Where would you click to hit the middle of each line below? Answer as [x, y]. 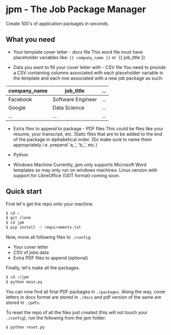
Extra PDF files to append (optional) [51, 258]
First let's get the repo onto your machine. [50, 204]
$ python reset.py [25, 327]
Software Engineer [75, 99]
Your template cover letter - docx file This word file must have [78, 52]
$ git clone [18, 218]
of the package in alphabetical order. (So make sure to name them [82, 139]
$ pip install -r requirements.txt [44, 228]
